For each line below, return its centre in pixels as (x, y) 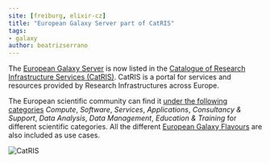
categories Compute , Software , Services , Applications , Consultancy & (125, 110)
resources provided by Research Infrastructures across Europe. (114, 86)
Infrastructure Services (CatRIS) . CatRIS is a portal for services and (120, 77)
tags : (17, 31)
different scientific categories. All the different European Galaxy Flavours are (135, 127)
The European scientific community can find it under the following (118, 101)
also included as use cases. (54, 135)
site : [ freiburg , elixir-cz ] (57, 16)
